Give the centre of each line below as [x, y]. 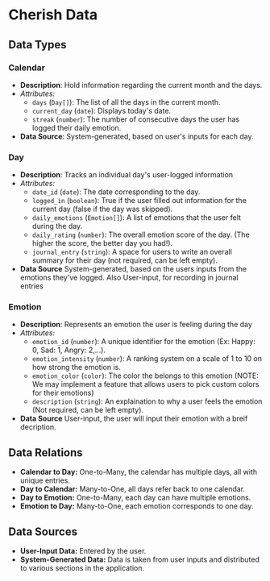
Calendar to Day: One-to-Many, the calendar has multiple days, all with [139, 472]
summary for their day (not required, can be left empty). [125, 260]
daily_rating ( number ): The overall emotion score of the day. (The [141, 234]
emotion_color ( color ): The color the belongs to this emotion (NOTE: [145, 376]
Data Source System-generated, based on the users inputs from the [133, 269]
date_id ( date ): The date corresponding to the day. [116, 192]
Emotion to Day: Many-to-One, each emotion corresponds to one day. [137, 506]
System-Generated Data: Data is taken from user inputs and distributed [139, 560]
